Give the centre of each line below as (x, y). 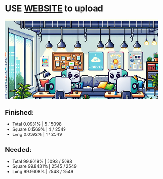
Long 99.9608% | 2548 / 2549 (43, 172)
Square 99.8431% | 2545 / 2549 (44, 166)
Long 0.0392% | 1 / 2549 (37, 134)
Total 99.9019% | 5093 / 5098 (42, 161)
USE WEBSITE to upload (54, 8)
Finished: (19, 112)
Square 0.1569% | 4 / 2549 (39, 129)
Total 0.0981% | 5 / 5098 (37, 124)
